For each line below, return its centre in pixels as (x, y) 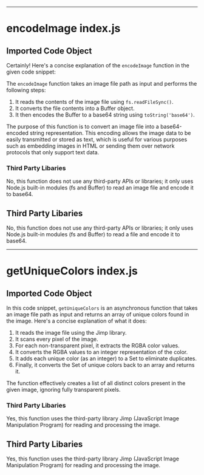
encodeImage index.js (63, 29)
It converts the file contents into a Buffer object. (75, 108)
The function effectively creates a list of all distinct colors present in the (96, 383)
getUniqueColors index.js (72, 271)
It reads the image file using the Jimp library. (71, 333)
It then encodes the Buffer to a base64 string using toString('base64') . (105, 115)
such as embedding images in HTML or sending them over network (90, 146)
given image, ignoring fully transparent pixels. (63, 390)
